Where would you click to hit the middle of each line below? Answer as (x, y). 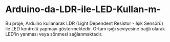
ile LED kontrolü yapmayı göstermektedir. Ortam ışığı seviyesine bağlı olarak (85, 28)
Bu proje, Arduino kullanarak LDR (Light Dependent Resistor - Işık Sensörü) (84, 23)
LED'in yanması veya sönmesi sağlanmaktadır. (54, 34)
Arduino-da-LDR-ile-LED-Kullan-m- (83, 9)
